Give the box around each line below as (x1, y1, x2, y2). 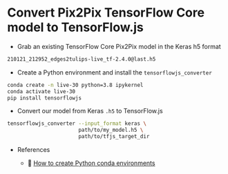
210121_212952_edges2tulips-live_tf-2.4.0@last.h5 (7, 55, 156, 63)
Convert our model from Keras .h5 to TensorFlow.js (17, 107, 164, 115)
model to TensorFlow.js (7, 19, 144, 35)
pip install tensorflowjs (7, 95, 82, 101)
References (17, 146, 50, 154)
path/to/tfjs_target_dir (78, 133, 150, 140)
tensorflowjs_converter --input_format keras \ (7, 120, 147, 127)
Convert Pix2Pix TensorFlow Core (7, 5, 205, 21)
